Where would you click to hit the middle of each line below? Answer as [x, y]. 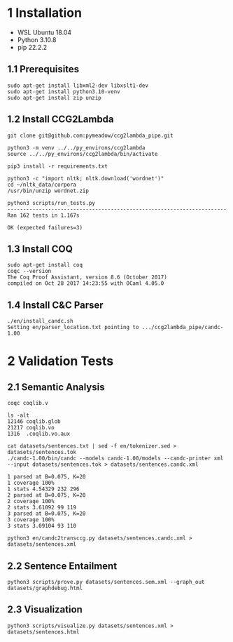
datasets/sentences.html [43, 632]
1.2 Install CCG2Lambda [61, 120]
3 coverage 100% [31, 520]
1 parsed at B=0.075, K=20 [47, 477]
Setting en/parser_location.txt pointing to [73, 328]
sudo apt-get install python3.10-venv [64, 92]
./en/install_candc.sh [40, 321]
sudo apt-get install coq [45, 265]
